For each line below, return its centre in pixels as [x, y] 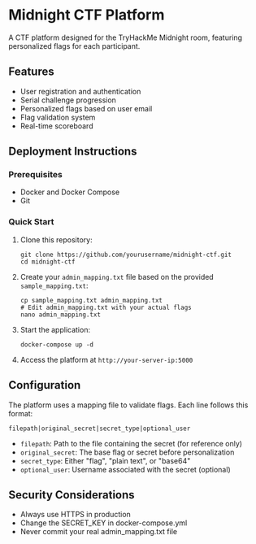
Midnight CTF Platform [87, 15]
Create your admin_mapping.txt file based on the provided [117, 276]
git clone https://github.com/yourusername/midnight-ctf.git [126, 255]
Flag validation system [58, 117]
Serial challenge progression [68, 100]
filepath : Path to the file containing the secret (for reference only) [131, 443]
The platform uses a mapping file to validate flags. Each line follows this [128, 405]
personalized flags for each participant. [74, 46]
